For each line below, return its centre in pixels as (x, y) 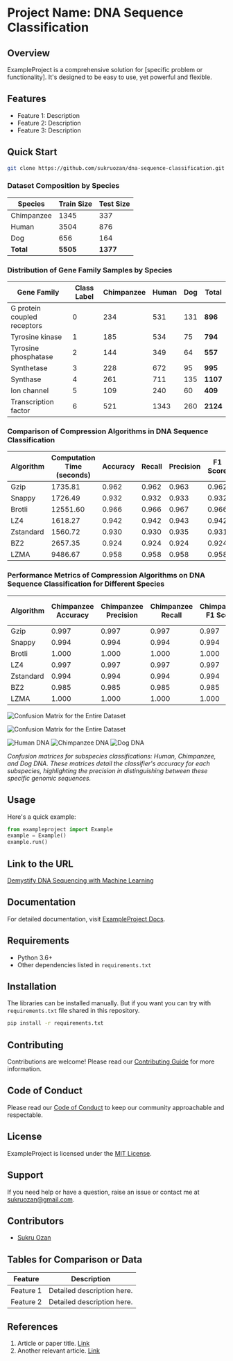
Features (27, 99)
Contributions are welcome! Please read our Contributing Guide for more (111, 1061)
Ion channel (30, 391)
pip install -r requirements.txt (55, 1023)
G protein (26, 309)
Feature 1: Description (48, 115)
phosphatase (32, 357)
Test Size (114, 204)
